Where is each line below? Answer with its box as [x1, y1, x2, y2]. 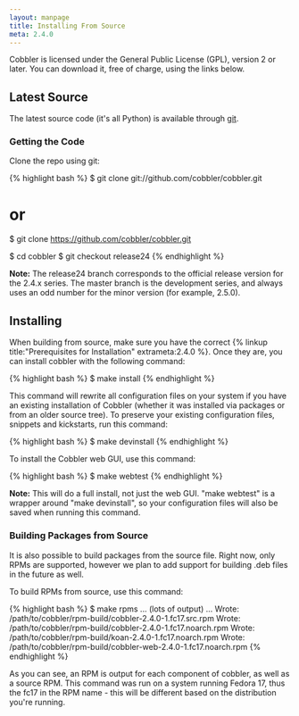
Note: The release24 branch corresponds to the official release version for [9, 269, 284, 279]
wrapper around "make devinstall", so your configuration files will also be [9, 497, 278, 509]
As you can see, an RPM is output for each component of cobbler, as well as [9, 668, 290, 679]
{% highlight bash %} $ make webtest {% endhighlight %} [9, 470, 223, 482]
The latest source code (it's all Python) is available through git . [9, 113, 239, 124]
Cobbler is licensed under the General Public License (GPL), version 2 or [9, 54, 277, 65]
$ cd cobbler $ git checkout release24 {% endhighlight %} [9, 251, 225, 262]
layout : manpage [9, 12, 70, 22]
